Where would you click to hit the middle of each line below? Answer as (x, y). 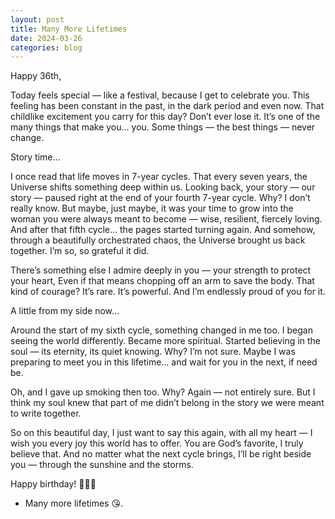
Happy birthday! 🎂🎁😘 (53, 484)
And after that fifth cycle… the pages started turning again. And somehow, (163, 230)
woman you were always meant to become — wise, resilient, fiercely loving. (166, 219)
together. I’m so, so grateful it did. (80, 251)
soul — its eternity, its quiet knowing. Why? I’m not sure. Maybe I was (153, 352)
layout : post (37, 19)
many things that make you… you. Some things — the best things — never (163, 127)
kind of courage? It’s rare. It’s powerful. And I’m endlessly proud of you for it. (168, 292)
